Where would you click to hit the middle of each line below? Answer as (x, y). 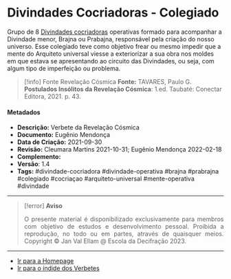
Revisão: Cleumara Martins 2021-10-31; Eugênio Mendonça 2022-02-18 (119, 149)
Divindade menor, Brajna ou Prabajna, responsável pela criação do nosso (111, 39)
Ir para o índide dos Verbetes (58, 268)
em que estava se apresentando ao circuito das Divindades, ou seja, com (111, 61)
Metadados (24, 112)
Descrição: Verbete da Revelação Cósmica (78, 127)
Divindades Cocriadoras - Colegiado (113, 13)
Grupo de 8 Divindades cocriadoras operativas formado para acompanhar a (114, 32)
